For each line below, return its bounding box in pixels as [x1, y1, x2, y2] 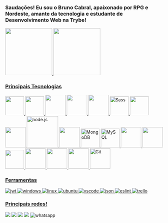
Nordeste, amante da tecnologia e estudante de [5, 10, 123, 17]
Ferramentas [5, 176, 37, 183]
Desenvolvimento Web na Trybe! [5, 17, 86, 24]
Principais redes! [5, 200, 47, 207]
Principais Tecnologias [5, 83, 62, 90]
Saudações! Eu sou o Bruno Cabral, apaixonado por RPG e [5, 4, 148, 11]
